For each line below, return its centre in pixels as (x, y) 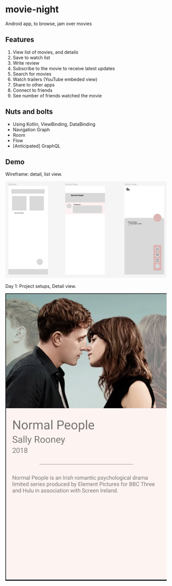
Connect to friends (33, 90)
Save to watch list (31, 57)
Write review (26, 63)
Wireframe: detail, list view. (34, 174)
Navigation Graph (31, 130)
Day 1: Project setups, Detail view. (41, 286)
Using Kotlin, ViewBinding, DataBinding (54, 124)
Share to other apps (34, 85)
